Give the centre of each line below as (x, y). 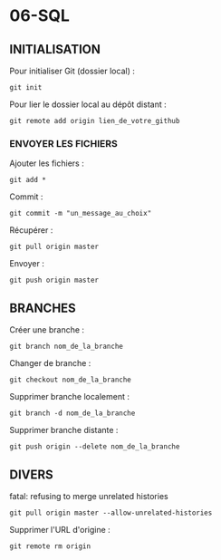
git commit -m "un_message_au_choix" (81, 214)
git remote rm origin (50, 546)
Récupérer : (31, 230)
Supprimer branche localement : (69, 397)
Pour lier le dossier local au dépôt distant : (88, 104)
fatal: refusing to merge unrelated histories (89, 496)
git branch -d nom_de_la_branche (72, 413)
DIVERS (32, 474)
